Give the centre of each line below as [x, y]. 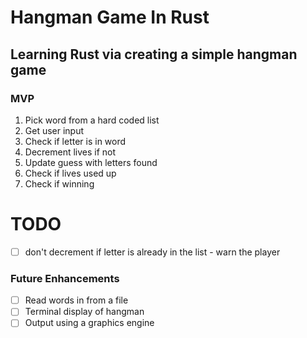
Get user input [54, 130]
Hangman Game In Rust [110, 17]
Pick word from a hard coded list [92, 120]
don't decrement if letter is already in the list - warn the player [152, 252]
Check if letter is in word [75, 141]
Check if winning [59, 183]
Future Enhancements [65, 278]
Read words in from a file [76, 300]
